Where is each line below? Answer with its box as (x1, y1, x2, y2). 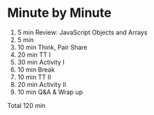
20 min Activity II (17, 80, 66, 88)
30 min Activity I (17, 57, 65, 66)
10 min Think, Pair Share (17, 43, 87, 51)
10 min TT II (17, 72, 51, 81)
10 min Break (17, 65, 55, 74)
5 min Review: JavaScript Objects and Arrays (17, 28, 148, 36)
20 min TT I (17, 50, 51, 59)
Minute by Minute (7, 5, 112, 21)
